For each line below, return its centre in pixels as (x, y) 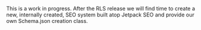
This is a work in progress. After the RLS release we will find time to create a (101, 9)
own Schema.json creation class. (47, 21)
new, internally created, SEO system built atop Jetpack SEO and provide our (100, 15)
